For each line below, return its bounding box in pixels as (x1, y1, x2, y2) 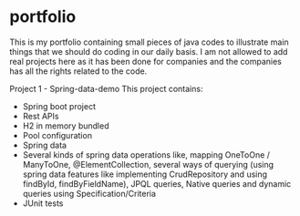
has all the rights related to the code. (9, 66, 148, 77)
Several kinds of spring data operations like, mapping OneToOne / (22, 149, 271, 160)
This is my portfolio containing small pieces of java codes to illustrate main (9, 36, 289, 47)
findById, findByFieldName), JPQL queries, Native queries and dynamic (22, 178, 292, 189)
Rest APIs (22, 110, 59, 121)
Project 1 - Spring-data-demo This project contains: (9, 83, 203, 94)
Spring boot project (22, 100, 96, 111)
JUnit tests (22, 198, 64, 209)
